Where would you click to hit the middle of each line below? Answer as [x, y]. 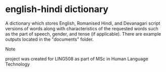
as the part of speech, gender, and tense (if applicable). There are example [83, 34]
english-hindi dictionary [57, 9]
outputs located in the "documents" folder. [49, 39]
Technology [18, 64]
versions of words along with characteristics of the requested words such [82, 28]
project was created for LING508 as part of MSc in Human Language [77, 58]
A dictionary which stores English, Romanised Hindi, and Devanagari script [83, 23]
